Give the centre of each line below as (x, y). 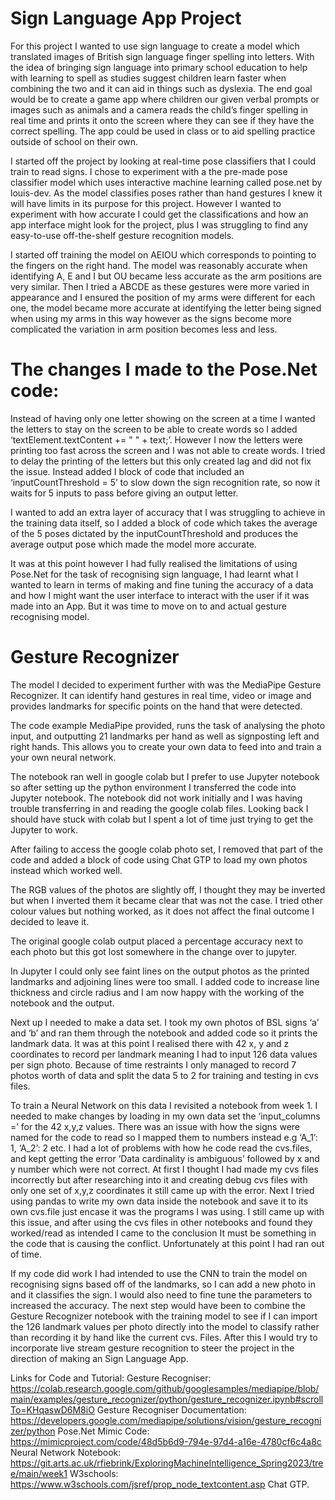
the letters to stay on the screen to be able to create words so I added (154, 429)
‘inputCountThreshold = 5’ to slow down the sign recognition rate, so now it (165, 482)
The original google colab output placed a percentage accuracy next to (157, 941)
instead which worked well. (66, 870)
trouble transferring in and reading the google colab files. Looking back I (159, 808)
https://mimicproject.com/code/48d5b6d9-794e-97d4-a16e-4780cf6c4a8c (166, 1441)
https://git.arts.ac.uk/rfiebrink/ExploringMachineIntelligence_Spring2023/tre (167, 1463)
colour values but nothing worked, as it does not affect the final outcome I (162, 911)
